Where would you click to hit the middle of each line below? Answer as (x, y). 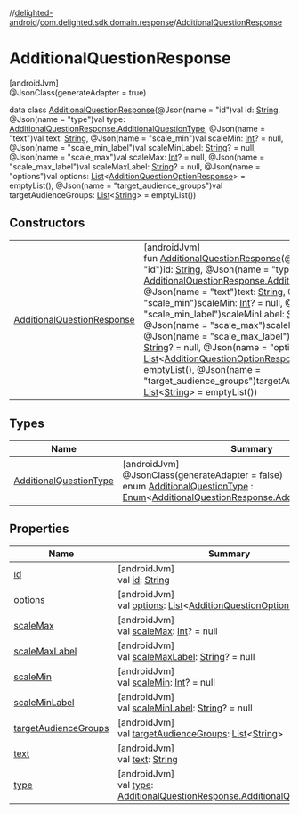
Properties (39, 528)
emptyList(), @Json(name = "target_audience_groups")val (116, 185)
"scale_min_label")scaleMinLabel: (214, 314)
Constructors (47, 223)
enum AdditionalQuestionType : (188, 486)
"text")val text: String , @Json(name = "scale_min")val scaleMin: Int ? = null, (146, 138)
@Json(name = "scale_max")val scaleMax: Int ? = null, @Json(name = (137, 157)
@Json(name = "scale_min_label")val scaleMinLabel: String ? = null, (133, 147)
